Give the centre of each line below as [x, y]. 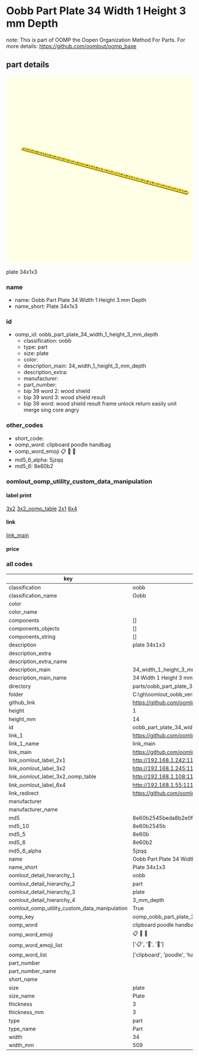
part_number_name [32, 971]
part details [28, 65]
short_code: [29, 438]
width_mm [21, 1045]
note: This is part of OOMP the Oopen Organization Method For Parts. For [96, 40]
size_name [22, 996]
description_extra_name [38, 661]
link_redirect [24, 793]
